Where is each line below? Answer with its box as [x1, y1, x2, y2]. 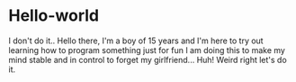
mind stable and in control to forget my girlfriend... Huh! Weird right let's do [8, 54, 287, 65]
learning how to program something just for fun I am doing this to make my [8, 44, 285, 55]
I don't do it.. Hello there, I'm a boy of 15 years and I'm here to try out [8, 35, 264, 46]
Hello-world [8, 5, 100, 26]
